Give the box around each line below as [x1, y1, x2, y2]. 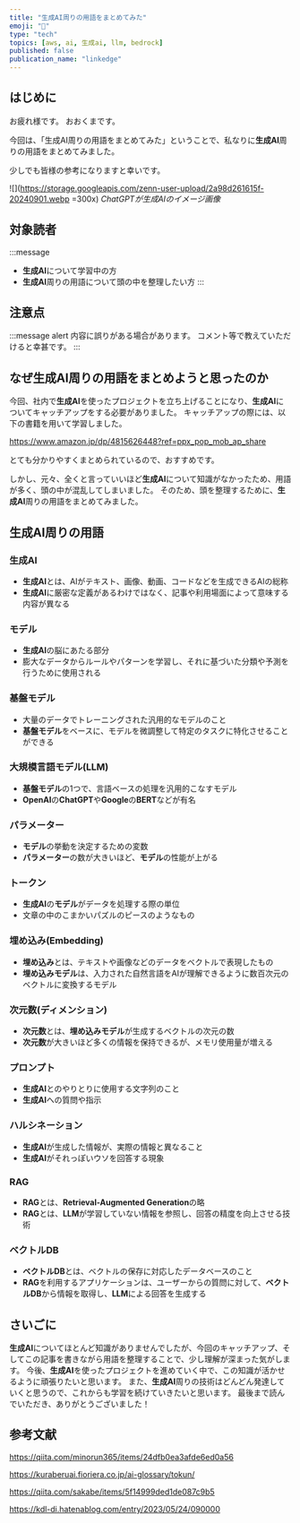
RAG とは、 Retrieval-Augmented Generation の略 [21, 1197, 205, 1208]
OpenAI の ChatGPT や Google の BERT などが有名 [21, 794, 197, 805]
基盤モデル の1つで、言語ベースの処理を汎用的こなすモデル [21, 783, 237, 794]
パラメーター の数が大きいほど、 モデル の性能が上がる [21, 852, 219, 863]
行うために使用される [21, 667, 101, 678]
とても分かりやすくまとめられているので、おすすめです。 [9, 454, 219, 466]
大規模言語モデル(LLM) [9, 761, 109, 773]
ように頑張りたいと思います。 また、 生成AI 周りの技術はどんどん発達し [16, 1376, 278, 1387]
